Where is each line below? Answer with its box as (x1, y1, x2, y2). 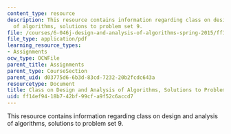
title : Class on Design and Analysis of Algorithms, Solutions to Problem (7, 87, 226, 93)
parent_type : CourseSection (7, 67, 88, 74)
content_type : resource (7, 10, 76, 17)
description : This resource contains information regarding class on (7, 16, 211, 23)
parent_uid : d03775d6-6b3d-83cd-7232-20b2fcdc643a (7, 74, 155, 81)
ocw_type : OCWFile (7, 55, 60, 62)
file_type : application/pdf (7, 36, 88, 43)
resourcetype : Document (7, 80, 76, 87)
